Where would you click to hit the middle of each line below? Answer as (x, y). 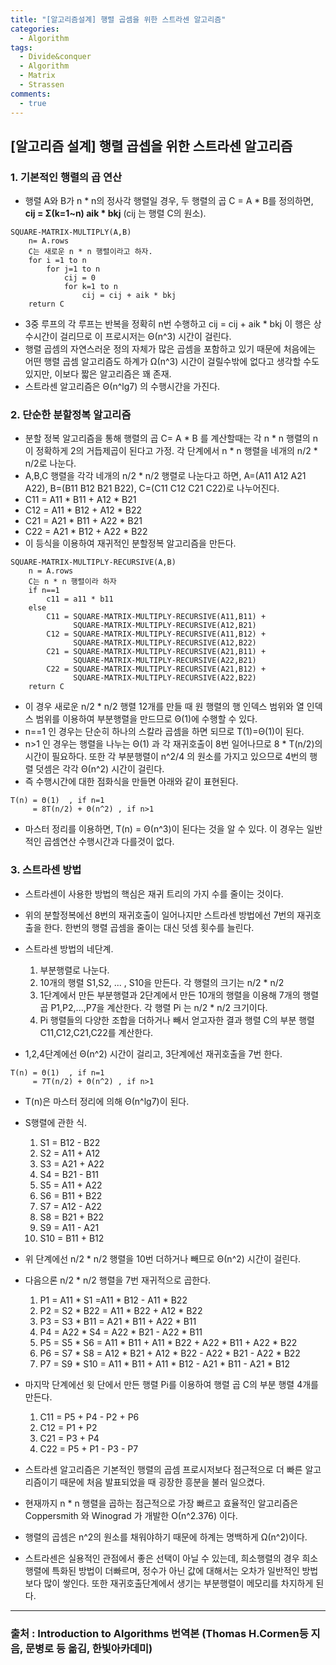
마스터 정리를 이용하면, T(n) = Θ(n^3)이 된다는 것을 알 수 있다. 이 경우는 (164, 829)
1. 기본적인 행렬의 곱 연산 (66, 177)
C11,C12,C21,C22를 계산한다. (96, 1032)
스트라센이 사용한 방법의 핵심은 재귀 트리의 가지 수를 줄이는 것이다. (154, 893)
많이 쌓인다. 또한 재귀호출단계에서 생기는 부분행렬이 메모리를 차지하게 (178, 1583)
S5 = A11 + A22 (71, 1185)
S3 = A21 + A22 (72, 1163)
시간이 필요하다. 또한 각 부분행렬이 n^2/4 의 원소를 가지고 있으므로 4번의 (166, 757)
